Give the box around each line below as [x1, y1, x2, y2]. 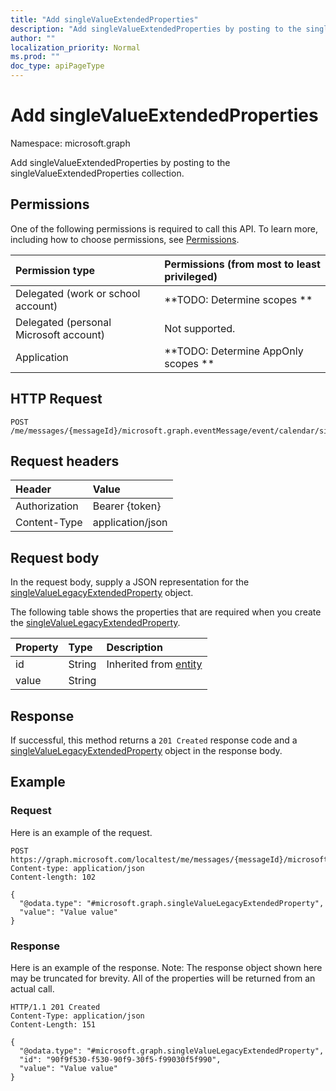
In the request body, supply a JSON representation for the [10, 576, 250, 588]
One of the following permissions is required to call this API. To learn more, [10, 222, 319, 235]
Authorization [15, 499, 79, 513]
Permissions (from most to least [164, 257, 321, 271]
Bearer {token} [92, 499, 162, 513]
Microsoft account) [15, 327, 106, 341]
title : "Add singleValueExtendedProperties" [10, 14, 199, 25]
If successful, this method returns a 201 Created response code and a [10, 734, 298, 746]
